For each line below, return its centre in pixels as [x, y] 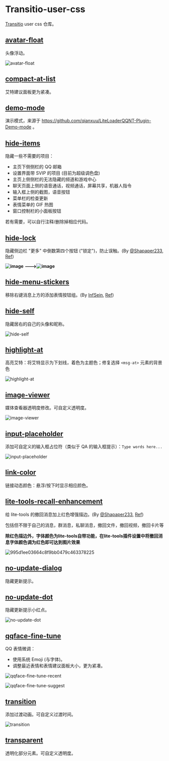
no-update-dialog [34, 568]
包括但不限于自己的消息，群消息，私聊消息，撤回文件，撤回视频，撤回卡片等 [84, 525]
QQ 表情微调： [20, 649]
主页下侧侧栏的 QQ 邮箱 [37, 167]
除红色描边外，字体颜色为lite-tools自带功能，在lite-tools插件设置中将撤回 [82, 536]
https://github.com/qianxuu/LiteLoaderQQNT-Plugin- [96, 121]
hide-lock [21, 238]
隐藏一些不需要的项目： [29, 156]
